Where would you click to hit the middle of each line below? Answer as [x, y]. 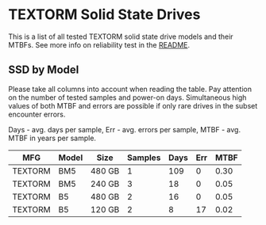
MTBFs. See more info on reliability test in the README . [99, 44]
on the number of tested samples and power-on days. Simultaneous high [127, 97]
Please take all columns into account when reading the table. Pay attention [130, 89]
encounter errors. [37, 114]
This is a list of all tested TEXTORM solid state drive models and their [121, 36]
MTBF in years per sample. [52, 138]
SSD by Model [44, 70]
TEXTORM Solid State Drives [104, 15]
